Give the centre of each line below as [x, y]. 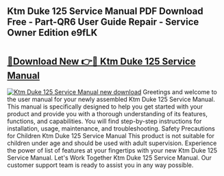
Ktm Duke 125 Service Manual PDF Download [105, 11]
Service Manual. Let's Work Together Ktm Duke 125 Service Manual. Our [110, 158]
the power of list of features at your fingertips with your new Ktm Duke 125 [112, 150]
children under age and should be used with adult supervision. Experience [112, 143]
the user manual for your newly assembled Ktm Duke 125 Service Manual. [111, 99]
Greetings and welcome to [180, 92]
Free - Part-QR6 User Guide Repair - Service [103, 22]
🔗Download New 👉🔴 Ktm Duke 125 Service [102, 61]
